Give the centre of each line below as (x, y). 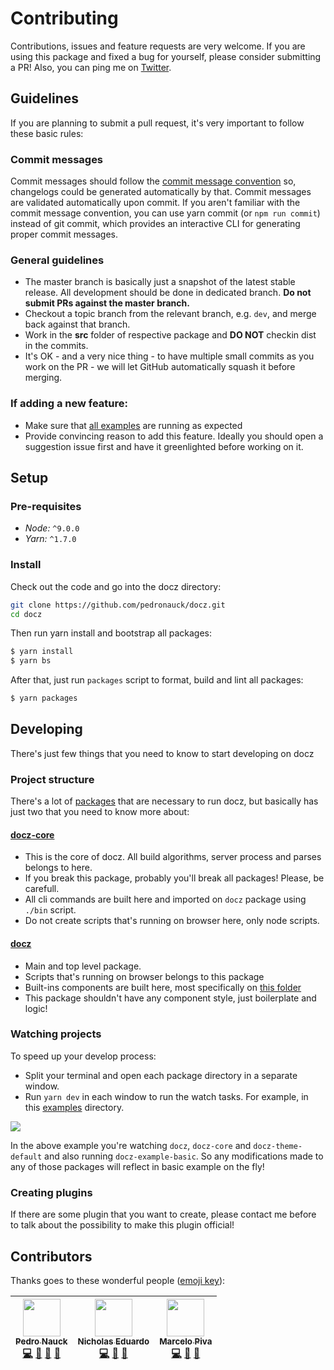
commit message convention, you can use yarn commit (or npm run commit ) (165, 213)
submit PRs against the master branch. (107, 303)
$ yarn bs (31, 661)
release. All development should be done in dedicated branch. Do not (168, 293)
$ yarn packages (44, 698)
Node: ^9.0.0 (52, 528)
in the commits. (56, 346)
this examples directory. (74, 1107)
